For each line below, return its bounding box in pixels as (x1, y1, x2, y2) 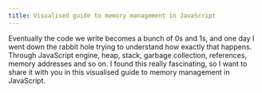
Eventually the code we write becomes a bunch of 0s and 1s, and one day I (8, 33, 255, 43)
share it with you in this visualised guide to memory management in (8, 67, 230, 76)
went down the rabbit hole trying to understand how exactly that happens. (8, 41, 252, 52)
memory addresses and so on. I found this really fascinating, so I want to (8, 59, 248, 68)
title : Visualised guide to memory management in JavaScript (8, 11, 216, 20)
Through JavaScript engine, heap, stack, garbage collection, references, (8, 50, 248, 60)
